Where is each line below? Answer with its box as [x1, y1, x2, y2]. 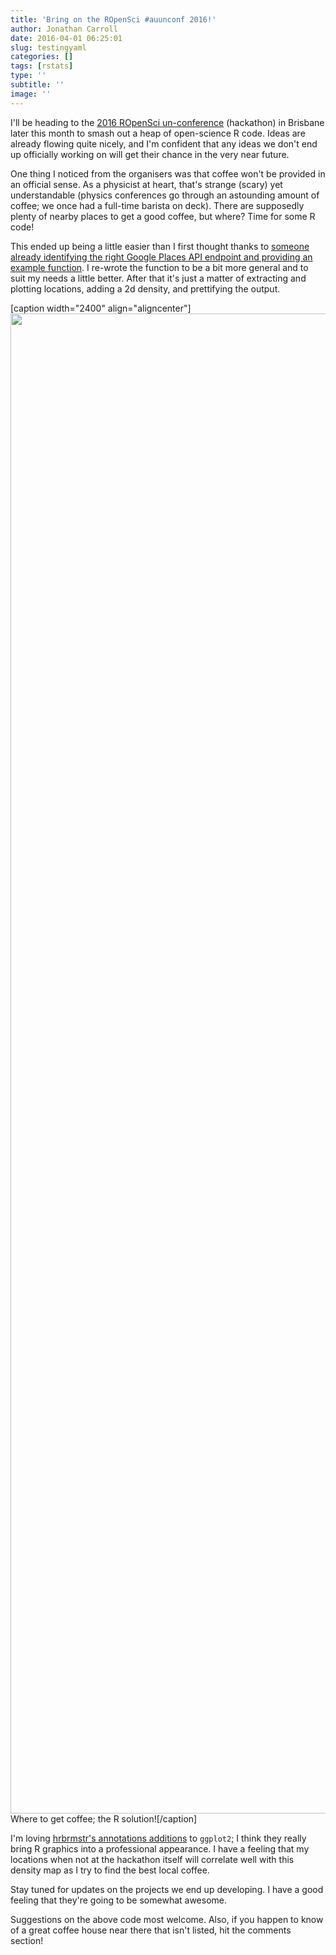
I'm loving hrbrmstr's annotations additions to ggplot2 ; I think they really [10, 1832, 307, 1844]
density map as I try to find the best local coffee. [10, 1864, 210, 1876]
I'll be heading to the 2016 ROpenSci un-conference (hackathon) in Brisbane [10, 116, 325, 128]
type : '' [10, 71, 47, 81]
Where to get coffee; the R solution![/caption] [10, 1812, 198, 1825]
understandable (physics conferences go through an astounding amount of [10, 189, 320, 201]
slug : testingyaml [10, 42, 87, 53]
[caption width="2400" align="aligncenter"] [10, 302, 192, 314]
